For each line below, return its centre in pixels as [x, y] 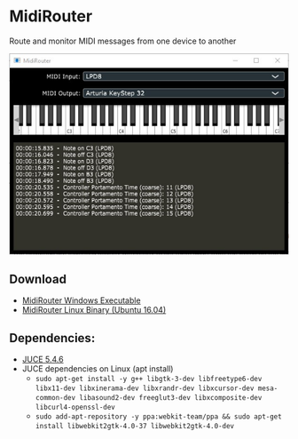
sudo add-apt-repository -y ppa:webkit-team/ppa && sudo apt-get [158, 417]
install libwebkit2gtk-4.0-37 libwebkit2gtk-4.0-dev [135, 427]
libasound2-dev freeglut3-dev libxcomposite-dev [171, 398]
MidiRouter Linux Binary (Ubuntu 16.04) [94, 310]
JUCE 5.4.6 [43, 359]
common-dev [55, 398]
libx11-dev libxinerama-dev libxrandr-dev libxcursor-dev [145, 388]
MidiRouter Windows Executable [81, 300]
